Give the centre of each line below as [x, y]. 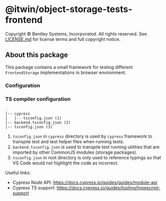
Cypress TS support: [34, 187]
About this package [36, 55]
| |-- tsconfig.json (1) [33, 118]
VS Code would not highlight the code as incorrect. [65, 163]
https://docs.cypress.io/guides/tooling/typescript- [108, 187]
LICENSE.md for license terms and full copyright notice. [63, 39]
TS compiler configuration [38, 99]
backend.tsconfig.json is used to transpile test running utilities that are [86, 147]
